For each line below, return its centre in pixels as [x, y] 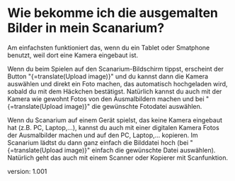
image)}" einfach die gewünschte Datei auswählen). [140, 150]
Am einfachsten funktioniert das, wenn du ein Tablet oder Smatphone [109, 47]
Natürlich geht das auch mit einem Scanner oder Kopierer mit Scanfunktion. [118, 158]
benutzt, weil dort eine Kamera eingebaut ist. [73, 55]
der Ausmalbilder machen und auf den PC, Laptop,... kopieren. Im [103, 135]
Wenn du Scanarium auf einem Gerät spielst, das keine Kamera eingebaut [115, 120]
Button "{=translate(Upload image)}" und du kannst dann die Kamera [108, 76]
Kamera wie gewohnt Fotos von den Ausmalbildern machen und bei [106, 99]
